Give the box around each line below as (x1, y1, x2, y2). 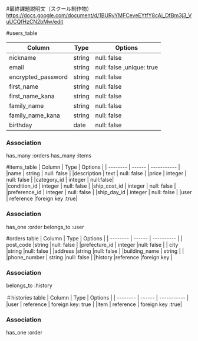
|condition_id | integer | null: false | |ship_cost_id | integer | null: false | (6, 182, 176, 189)
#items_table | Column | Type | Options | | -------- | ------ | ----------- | (6, 163, 180, 170)
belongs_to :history (6, 282, 53, 289)
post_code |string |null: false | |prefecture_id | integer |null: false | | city (6, 241, 179, 248)
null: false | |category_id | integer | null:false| (6, 176, 114, 184)
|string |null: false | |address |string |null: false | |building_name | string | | (6, 247, 184, 255)
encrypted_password (9, 73, 68, 81)
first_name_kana (9, 92, 55, 100)
